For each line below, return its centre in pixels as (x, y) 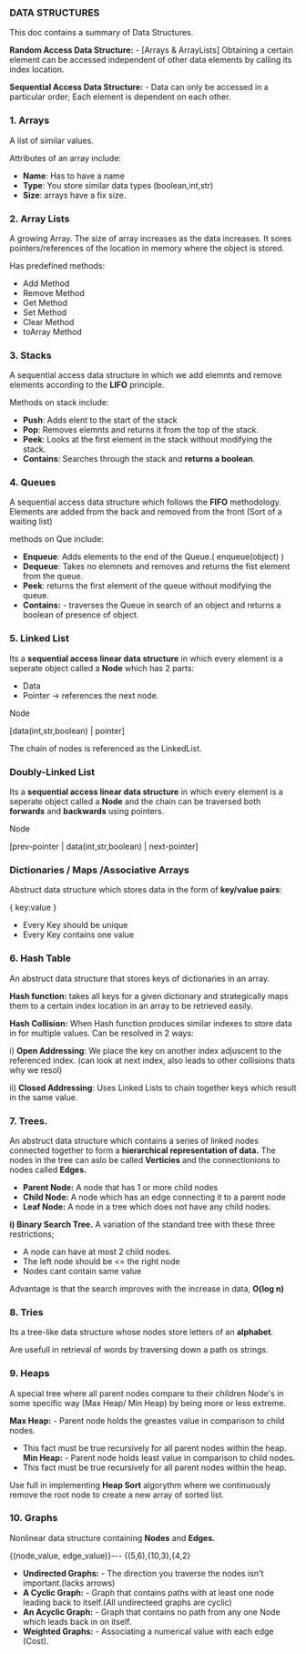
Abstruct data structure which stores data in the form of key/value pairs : (146, 890)
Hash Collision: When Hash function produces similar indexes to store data (151, 1023)
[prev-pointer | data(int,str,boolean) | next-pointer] (104, 847)
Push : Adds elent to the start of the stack (100, 420)
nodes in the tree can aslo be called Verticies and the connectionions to (145, 1159)
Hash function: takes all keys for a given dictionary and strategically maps (149, 995)
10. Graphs (34, 1518)
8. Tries (26, 1312)
